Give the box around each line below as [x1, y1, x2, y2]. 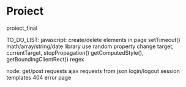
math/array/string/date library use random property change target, [6, 43, 174, 50]
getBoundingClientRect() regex [6, 55, 84, 63]
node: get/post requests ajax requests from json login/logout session [6, 67, 180, 74]
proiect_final [6, 24, 38, 32]
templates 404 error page [6, 74, 72, 81]
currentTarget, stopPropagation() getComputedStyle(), [6, 49, 144, 56]
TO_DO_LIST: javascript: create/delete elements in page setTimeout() [6, 36, 180, 43]
